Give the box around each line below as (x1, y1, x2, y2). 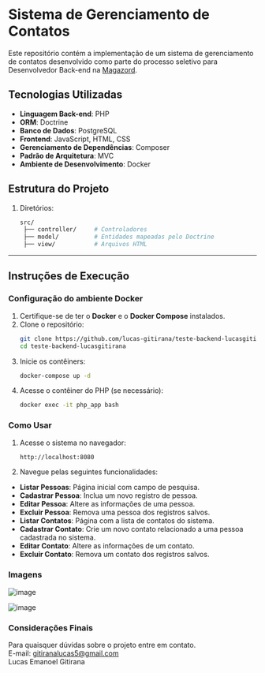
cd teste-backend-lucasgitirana (19, 342, 126, 350)
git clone (19, 335, 53, 342)
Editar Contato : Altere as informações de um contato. (19, 541, 195, 551)
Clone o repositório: (19, 320, 84, 329)
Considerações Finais (8, 622, 93, 633)
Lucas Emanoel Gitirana (8, 657, 85, 667)
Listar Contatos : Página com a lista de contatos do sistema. (19, 516, 215, 525)
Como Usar (8, 420, 53, 431)
